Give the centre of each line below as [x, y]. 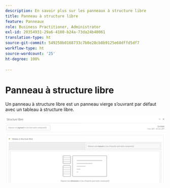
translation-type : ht [28, 38]
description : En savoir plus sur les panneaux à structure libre [76, 11]
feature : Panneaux [25, 21]
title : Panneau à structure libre [42, 16]
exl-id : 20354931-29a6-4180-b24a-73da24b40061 [55, 32]
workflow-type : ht [25, 48]
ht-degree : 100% [22, 59]
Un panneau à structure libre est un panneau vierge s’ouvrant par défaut [81, 104]
